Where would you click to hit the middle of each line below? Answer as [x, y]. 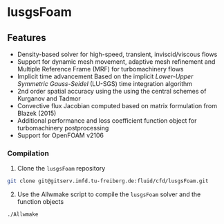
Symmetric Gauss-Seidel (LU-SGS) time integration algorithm [104, 84]
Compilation [28, 153]
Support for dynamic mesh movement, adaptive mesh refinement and [116, 62]
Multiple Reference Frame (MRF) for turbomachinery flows [101, 69]
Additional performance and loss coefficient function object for [107, 121]
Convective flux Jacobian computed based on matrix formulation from [117, 106]
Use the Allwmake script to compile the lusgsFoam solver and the [109, 194]
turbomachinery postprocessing [63, 128]
